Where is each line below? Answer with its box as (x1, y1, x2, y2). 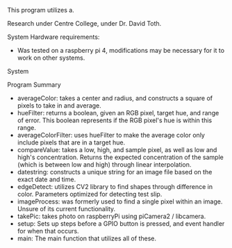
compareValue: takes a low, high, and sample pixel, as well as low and (17, 146, 217, 154)
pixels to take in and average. (17, 101, 102, 110)
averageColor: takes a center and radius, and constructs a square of (17, 94, 213, 102)
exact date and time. (17, 175, 76, 183)
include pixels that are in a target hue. (17, 138, 126, 147)
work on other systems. (17, 53, 85, 62)
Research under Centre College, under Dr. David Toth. (7, 19, 162, 27)
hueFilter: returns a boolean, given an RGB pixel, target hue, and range (17, 109, 219, 117)
